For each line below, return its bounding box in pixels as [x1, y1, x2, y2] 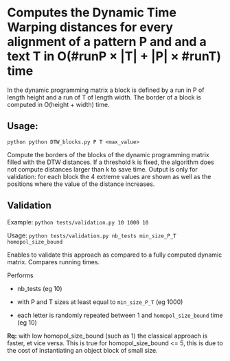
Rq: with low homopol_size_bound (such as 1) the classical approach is [7, 331, 208, 340]
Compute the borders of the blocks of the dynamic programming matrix [7, 150, 209, 159]
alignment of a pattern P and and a [7, 34, 207, 49]
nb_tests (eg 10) [16, 284, 63, 292]
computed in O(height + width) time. [7, 100, 110, 108]
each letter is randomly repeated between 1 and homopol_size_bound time [16, 311, 223, 319]
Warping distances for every [7, 19, 174, 35]
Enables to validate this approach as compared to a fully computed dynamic [7, 251, 222, 259]
